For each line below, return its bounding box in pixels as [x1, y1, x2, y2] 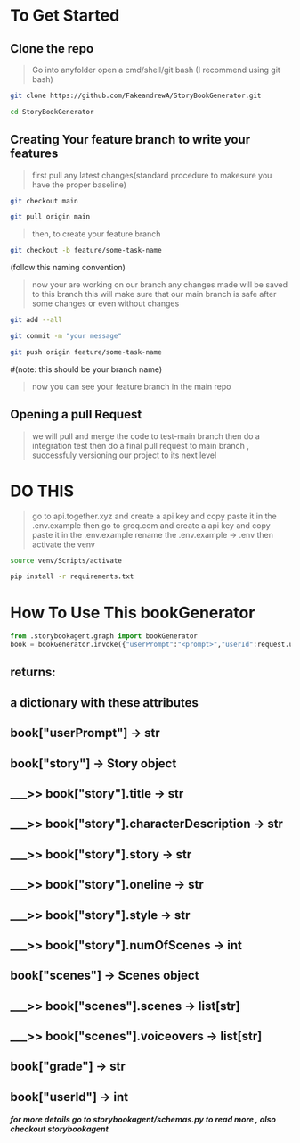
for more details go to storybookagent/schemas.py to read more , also [10, 1114, 277, 1125]
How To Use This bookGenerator [10, 602, 255, 623]
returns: [10, 665, 56, 680]
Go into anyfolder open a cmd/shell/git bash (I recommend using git [31, 64, 281, 75]
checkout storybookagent [10, 1123, 109, 1134]
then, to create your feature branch [31, 228, 161, 239]
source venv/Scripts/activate [10, 556, 123, 565]
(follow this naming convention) [10, 262, 126, 273]
